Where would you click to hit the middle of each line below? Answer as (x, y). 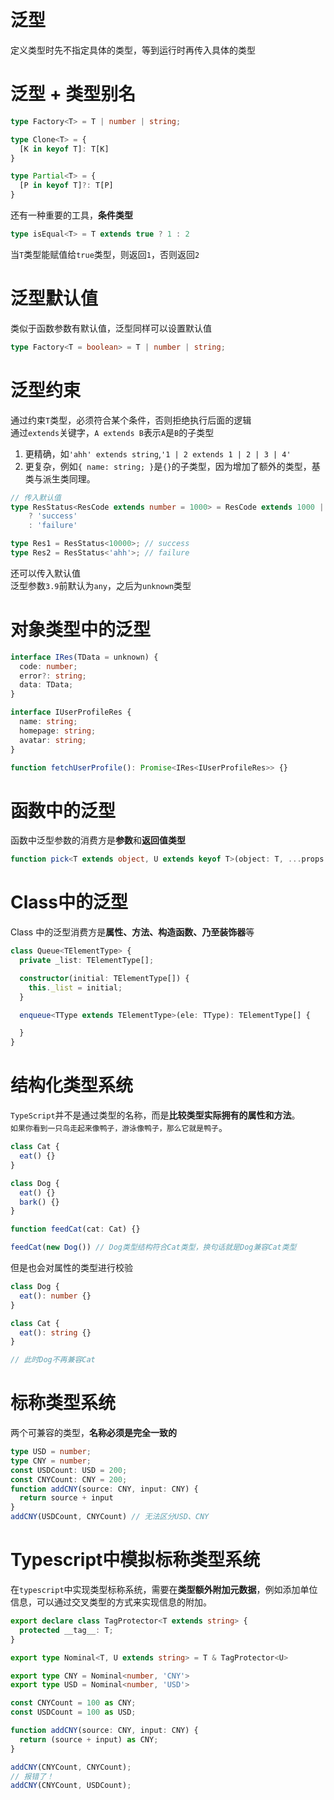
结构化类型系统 (72, 1085)
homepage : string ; (58, 731)
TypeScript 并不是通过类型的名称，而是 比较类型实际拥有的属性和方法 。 (155, 1115)
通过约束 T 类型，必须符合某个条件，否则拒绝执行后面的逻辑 (131, 420)
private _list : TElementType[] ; (87, 961)
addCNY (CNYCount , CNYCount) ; (71, 1767)
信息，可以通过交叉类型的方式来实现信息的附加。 (111, 1602)
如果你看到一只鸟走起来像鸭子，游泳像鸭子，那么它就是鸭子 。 (119, 1128)
